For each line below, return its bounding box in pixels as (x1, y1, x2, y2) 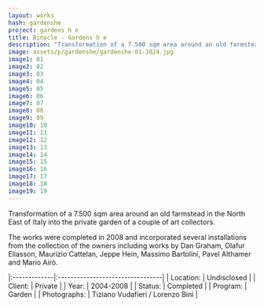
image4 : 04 (8, 77, 44, 85)
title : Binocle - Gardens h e (8, 33, 108, 42)
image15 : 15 (8, 158, 47, 166)
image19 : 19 (8, 187, 47, 195)
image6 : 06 (8, 92, 44, 100)
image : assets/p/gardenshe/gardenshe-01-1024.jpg (8, 48, 174, 56)
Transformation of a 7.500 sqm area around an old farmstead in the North (8, 209, 246, 218)
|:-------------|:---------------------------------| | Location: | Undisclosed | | (8, 272, 256, 282)
